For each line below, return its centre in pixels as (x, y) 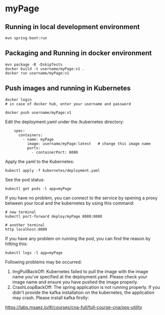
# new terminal (21, 212)
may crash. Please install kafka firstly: (50, 297)
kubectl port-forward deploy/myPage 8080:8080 (54, 216)
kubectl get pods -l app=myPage (38, 189)
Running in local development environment (72, 27)
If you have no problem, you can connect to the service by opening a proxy (81, 198)
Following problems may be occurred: (44, 262)
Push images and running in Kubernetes (68, 88)
